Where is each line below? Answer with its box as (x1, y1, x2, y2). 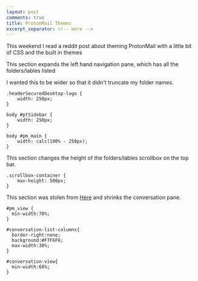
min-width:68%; (12, 264, 50, 270)
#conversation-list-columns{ (6, 227, 80, 233)
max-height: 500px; (17, 178, 67, 184)
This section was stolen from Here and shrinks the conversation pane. (6, 194, 182, 201)
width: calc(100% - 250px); (17, 138, 88, 144)
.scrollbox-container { (6, 172, 67, 179)
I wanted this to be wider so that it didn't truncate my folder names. (6, 79, 174, 86)
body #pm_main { (6, 133, 47, 140)
